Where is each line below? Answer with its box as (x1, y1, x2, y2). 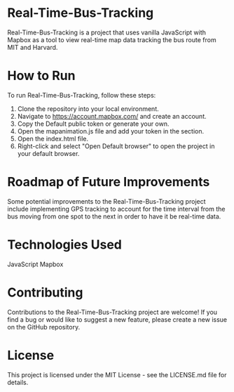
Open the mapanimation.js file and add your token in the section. (17, 126, 205, 135)
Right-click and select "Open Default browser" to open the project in (17, 142, 215, 150)
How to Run (7, 68, 76, 84)
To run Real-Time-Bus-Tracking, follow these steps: (7, 91, 156, 99)
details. (7, 378, 29, 386)
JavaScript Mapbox (7, 260, 64, 268)
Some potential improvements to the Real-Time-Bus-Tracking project (7, 197, 206, 205)
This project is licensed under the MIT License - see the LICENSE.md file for (7, 370, 227, 379)
